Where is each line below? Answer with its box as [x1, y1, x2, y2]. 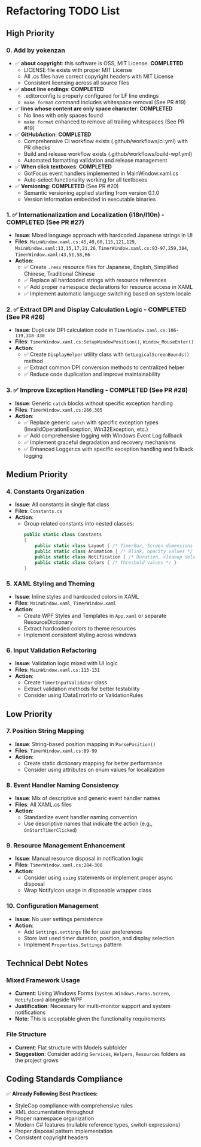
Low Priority [6, 709, 53, 719]
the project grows [14, 1057, 59, 1064]
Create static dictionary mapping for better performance [23, 759, 163, 766]
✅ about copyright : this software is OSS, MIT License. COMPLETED [14, 59, 184, 67]
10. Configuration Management [6, 902, 99, 910]
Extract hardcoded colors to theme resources [23, 624, 136, 632]
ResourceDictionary [23, 618, 73, 626]
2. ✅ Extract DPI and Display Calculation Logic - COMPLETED [6, 306, 187, 314]
